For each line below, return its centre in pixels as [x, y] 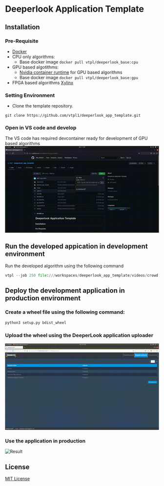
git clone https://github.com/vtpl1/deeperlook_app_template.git [73, 116]
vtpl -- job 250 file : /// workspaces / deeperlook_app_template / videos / [76, 275]
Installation [22, 27]
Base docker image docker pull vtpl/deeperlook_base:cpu [79, 62]
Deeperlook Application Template [74, 9]
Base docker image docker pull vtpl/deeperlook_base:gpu [79, 77]
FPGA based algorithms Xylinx [43, 83]
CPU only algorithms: [33, 57]
